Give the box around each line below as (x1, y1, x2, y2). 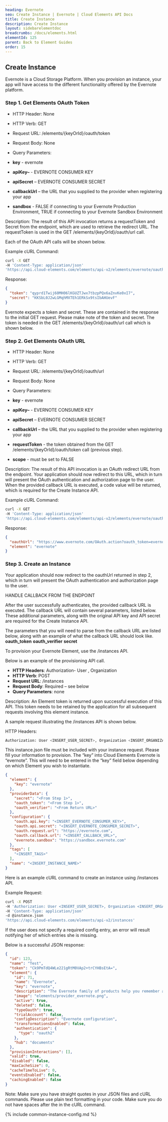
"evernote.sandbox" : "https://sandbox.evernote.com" (14, 837, 126, 843)
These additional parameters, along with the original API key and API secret (5, 612, 160, 618)
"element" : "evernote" (9, 544, 57, 549)
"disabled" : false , (9, 1058, 50, 1063)
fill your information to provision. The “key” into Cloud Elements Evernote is (5, 752, 160, 758)
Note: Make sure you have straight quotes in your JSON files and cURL (5, 1091, 151, 1097)
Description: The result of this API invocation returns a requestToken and (5, 218, 155, 224)
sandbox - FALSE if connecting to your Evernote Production (12, 203, 136, 209)
